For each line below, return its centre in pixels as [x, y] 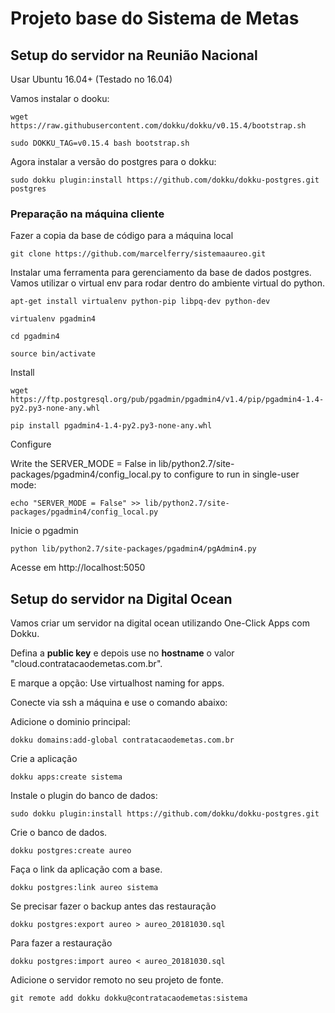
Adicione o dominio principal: [70, 722]
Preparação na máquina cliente [87, 214]
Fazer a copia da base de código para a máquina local [122, 236]
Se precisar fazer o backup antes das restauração [113, 906]
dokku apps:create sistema [66, 777]
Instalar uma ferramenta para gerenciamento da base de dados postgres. [161, 273]
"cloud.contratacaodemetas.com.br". [86, 664]
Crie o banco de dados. [59, 833]
